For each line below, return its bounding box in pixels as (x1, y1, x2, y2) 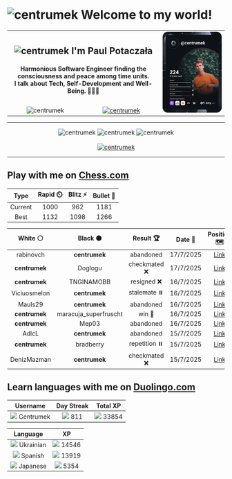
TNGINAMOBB (68, 277, 111, 286)
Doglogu (77, 264, 102, 272)
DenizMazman (10, 356, 52, 364)
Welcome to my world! (80, 7, 213, 23)
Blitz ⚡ (68, 191, 88, 199)
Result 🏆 (132, 234, 160, 243)
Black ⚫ (77, 234, 102, 243)
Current (10, 203, 32, 211)
